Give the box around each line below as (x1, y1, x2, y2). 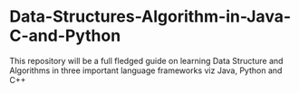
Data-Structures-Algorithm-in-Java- (9, 6, 292, 27)
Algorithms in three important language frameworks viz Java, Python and (9, 65, 283, 76)
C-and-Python (9, 25, 121, 46)
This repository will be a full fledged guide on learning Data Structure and (9, 55, 284, 66)
